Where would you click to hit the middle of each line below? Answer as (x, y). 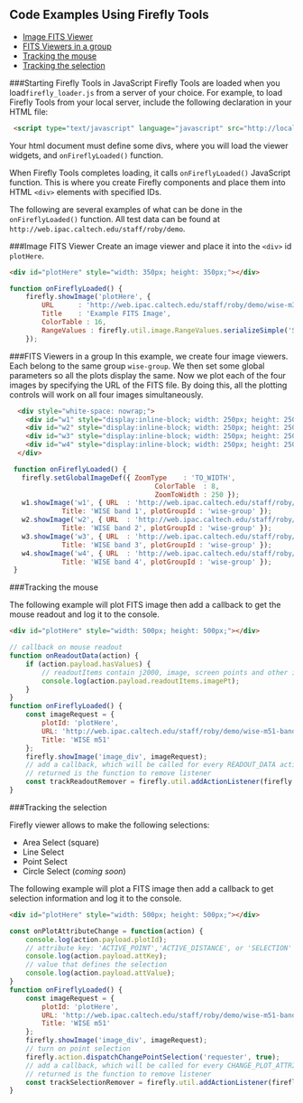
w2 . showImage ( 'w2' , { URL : (76, 520)
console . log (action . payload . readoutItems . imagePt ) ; (141, 681)
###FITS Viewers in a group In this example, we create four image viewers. (149, 356)
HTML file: (29, 111)
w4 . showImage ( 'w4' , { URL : (76, 553)
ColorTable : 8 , (187, 486)
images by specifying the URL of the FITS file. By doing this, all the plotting (148, 385)
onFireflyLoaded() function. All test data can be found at (115, 219)
